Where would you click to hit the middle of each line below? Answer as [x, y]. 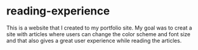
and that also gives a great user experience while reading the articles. [94, 40]
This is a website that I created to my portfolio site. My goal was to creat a [99, 28]
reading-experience [58, 11]
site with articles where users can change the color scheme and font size [98, 34]
